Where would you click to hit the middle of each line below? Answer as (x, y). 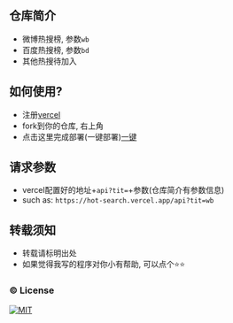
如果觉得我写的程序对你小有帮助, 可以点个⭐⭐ (104, 265)
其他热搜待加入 (49, 61)
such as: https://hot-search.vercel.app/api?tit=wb (118, 200)
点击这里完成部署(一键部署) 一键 (79, 136)
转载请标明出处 (49, 253)
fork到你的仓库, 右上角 (63, 126)
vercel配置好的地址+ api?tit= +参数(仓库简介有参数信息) (123, 190)
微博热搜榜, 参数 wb (56, 39)
